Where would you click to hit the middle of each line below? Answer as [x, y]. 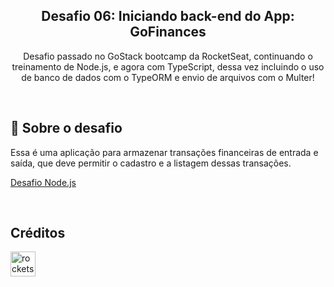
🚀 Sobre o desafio [66, 128]
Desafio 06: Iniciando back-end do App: [168, 16]
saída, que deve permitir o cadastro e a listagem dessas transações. [151, 163]
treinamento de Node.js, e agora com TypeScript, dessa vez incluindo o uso [168, 66]
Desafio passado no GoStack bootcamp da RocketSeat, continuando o [168, 56]
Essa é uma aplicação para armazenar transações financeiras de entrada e [164, 152]
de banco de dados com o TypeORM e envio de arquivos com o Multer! [168, 77]
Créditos [38, 233]
